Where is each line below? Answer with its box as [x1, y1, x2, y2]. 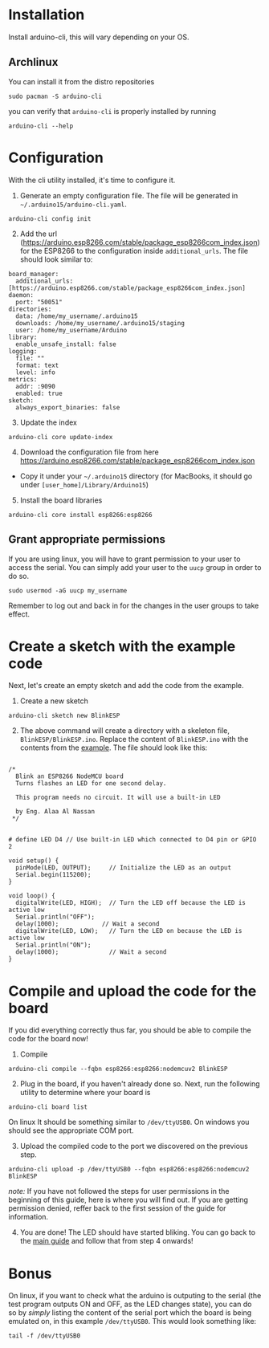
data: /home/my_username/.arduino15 [15, 312, 138, 320]
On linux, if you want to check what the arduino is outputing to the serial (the [8, 1291, 262, 1301]
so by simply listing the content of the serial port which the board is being [8, 1308, 252, 1317]
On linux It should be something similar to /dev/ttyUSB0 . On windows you [8, 1118, 250, 1127]
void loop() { [8, 892, 56, 900]
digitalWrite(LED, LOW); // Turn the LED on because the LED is [15, 927, 243, 935]
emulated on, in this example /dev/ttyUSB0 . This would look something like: [8, 1317, 257, 1326]
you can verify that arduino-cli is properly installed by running [8, 106, 217, 116]
